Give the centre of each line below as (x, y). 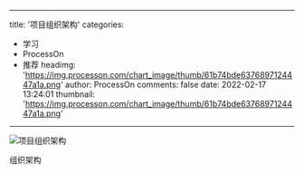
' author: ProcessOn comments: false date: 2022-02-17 (163, 84)
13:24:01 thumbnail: (58, 94)
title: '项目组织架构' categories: (67, 24)
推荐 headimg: (49, 65)
